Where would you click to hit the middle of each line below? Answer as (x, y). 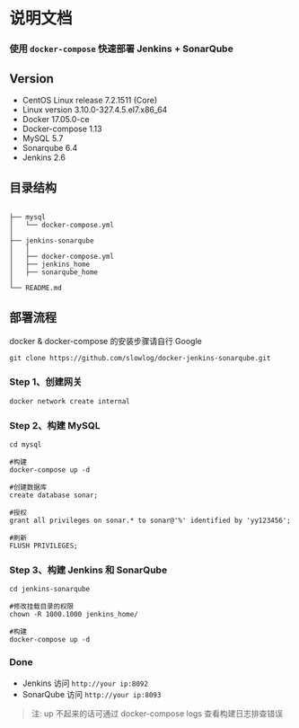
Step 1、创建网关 (46, 382)
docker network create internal (70, 401)
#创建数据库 (28, 488)
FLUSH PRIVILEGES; (44, 546)
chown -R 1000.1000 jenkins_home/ (74, 615)
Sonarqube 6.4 (50, 147)
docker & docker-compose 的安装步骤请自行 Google (106, 341)
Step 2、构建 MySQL (55, 425)
